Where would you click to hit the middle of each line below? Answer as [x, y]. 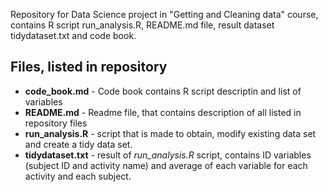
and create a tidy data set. [78, 144]
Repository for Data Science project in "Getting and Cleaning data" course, [164, 14]
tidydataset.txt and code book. [73, 35]
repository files [56, 123]
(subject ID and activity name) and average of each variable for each [166, 165]
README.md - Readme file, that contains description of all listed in [163, 112]
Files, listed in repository [89, 67]
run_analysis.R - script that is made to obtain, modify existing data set [170, 133]
